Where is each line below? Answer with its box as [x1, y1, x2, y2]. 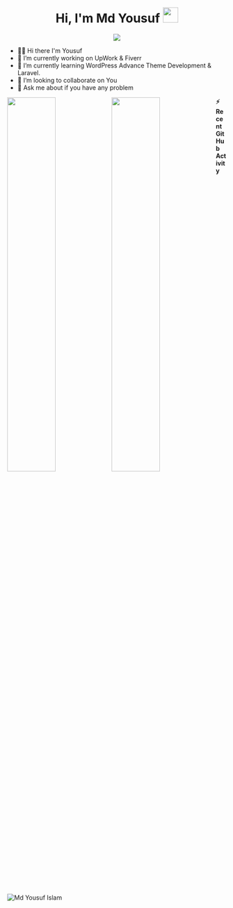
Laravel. [17, 68, 40, 76]
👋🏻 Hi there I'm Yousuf [17, 46, 83, 55]
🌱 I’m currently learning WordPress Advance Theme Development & [17, 61, 212, 70]
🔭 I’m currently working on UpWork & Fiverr [17, 54, 142, 62]
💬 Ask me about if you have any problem [17, 83, 134, 92]
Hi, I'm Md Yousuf [55, 10, 161, 26]
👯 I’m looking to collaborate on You [17, 76, 118, 84]
